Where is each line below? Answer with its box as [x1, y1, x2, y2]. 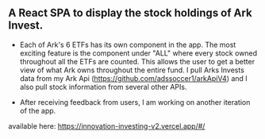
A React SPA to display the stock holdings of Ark [8, 6, 252, 20]
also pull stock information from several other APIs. [19, 82, 187, 91]
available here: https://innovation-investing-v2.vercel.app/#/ [8, 121, 205, 130]
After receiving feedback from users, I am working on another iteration [19, 97, 251, 106]
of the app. [19, 106, 56, 115]
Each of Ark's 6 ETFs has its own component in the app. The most [19, 40, 236, 49]
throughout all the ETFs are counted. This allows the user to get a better [19, 56, 255, 66]
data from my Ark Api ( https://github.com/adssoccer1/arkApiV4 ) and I [19, 73, 248, 83]
